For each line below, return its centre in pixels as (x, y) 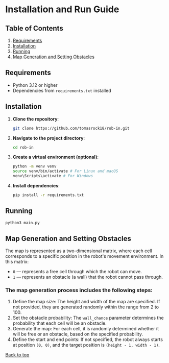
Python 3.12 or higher (35, 85)
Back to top (17, 355)
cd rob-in (23, 147)
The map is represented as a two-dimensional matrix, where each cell (79, 251)
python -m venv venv (34, 166)
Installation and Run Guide (62, 9)
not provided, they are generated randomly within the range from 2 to (86, 307)
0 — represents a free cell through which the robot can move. (77, 272)
